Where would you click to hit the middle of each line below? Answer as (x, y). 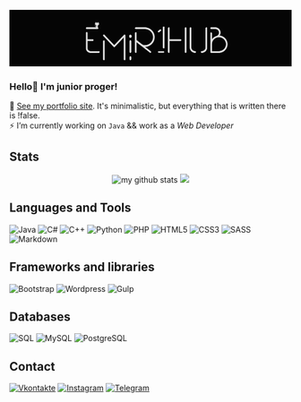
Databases (40, 316)
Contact (32, 367)
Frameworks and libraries (82, 267)
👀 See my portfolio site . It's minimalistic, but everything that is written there (148, 106)
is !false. (25, 115)
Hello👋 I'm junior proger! (64, 86)
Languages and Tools (70, 208)
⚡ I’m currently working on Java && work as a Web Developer (122, 125)
